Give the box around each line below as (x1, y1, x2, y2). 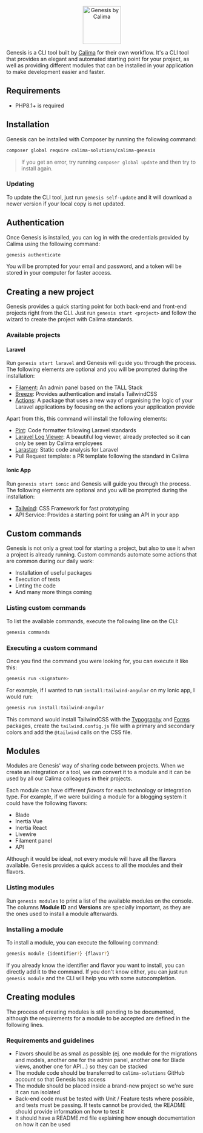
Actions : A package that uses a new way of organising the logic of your (15, 397, 193, 404)
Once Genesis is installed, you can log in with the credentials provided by (6, 233, 190, 241)
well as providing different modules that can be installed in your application (6, 62, 194, 69)
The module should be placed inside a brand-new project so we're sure (15, 1082, 194, 1089)
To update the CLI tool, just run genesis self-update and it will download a (6, 193, 192, 201)
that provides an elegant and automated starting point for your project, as (6, 55, 190, 62)
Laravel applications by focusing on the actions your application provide (15, 403, 195, 410)
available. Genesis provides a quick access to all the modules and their (6, 861, 183, 869)
